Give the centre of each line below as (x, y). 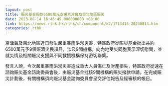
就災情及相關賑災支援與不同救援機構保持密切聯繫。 (58, 56)
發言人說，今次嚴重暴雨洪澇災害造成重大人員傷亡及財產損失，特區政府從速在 (84, 66)
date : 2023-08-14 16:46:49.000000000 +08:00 (52, 19)
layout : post (19, 10)
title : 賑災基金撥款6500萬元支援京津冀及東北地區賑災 (55, 14)
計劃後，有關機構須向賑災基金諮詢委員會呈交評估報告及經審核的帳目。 (82, 79)
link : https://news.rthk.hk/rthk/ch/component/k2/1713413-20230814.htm (81, 24)
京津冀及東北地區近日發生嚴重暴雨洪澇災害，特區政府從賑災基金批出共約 (80, 43)
